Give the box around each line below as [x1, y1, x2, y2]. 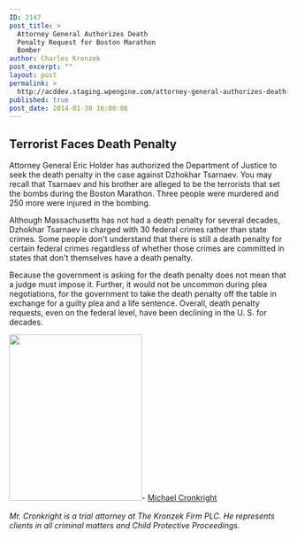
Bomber [17, 46, 42, 55]
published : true [9, 95, 69, 105]
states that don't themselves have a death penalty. [9, 253, 193, 263]
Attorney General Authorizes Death [17, 29, 148, 38]
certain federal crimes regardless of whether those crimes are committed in [9, 243, 285, 254]
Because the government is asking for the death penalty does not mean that [9, 269, 286, 280]
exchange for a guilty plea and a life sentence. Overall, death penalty [9, 298, 260, 309]
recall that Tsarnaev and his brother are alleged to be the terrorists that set [9, 179, 280, 190]
